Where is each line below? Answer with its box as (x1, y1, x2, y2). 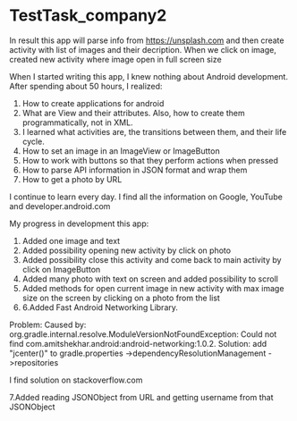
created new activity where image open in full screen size (9, 54, 222, 64)
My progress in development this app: (9, 218, 149, 229)
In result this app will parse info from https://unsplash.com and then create (9, 35, 284, 46)
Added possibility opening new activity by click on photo (21, 245, 231, 256)
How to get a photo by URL (21, 173, 123, 184)
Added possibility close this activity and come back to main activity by (21, 254, 282, 265)
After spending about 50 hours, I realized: (9, 80, 163, 91)
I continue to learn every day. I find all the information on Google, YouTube (9, 191, 284, 202)
